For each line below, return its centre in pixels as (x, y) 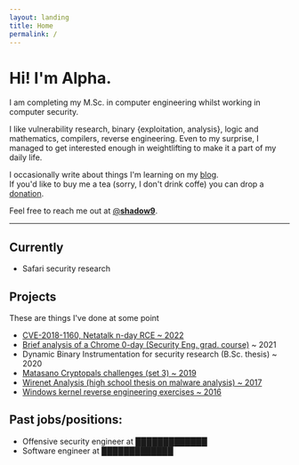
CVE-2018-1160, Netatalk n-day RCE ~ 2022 (103, 335)
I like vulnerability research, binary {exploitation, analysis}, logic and (134, 129)
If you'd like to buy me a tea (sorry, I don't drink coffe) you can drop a (137, 184)
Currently (36, 247)
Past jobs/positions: (66, 420)
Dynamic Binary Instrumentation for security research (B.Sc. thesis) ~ (149, 354)
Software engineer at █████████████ (97, 451)
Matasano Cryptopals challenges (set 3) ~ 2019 (109, 373)
